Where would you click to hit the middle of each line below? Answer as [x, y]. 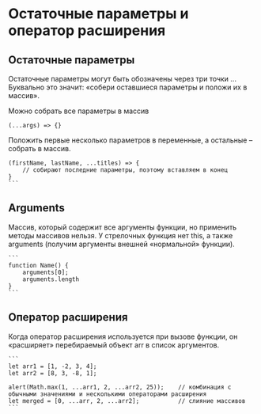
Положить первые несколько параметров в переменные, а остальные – [130, 140]
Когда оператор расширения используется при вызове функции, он [123, 336]
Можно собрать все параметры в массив [79, 111]
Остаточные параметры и [98, 14]
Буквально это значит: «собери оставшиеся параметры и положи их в [128, 87]
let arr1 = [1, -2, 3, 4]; [53, 366]
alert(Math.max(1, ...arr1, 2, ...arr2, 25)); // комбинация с [120, 387]
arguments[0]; [45, 272]
